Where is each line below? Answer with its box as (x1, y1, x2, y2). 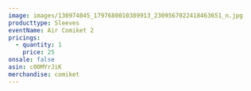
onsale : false (8, 56, 56, 64)
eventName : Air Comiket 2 (8, 26, 94, 34)
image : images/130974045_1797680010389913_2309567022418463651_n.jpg (8, 11, 244, 20)
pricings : (8, 33, 41, 42)
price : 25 (22, 48, 56, 56)
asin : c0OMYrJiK (8, 63, 62, 71)
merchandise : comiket (8, 70, 80, 78)
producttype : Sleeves (8, 19, 80, 27)
